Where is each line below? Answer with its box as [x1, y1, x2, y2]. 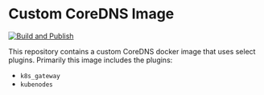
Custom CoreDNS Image [8, 5, 175, 23]
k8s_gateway [19, 72, 60, 80]
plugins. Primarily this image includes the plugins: [8, 55, 173, 65]
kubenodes [19, 81, 54, 89]
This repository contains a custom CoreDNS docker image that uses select [8, 46, 256, 56]
